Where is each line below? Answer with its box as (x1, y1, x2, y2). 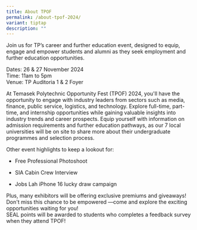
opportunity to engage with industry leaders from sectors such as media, (6, 97, 186, 104)
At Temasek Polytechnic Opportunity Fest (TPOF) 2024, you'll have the (6, 90, 180, 97)
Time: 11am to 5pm (6, 72, 52, 79)
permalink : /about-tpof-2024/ (6, 14, 82, 20)
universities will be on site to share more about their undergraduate (6, 128, 171, 135)
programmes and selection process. (6, 135, 95, 142)
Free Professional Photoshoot (14, 157, 87, 164)
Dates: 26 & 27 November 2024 (6, 66, 84, 73)
